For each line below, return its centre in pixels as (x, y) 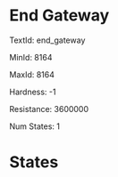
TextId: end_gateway (47, 40)
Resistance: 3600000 (49, 109)
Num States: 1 (35, 126)
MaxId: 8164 (32, 74)
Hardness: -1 (33, 92)
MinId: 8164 (31, 57)
